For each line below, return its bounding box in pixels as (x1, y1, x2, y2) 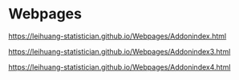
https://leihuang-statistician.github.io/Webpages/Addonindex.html (8, 31, 227, 41)
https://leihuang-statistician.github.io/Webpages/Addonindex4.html (8, 62, 231, 72)
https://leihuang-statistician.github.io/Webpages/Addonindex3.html (8, 46, 231, 56)
